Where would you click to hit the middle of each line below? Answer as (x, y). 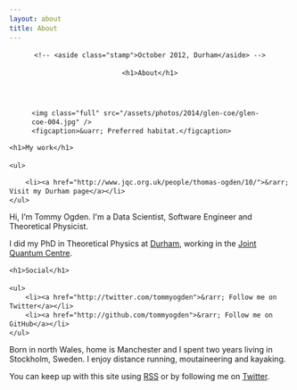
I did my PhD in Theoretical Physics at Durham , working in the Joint (133, 243)
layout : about (36, 19)
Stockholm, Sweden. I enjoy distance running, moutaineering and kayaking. (148, 359)
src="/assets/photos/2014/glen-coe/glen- (181, 113)
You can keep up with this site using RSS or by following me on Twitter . (140, 376)
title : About (33, 28)
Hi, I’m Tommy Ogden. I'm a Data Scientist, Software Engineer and (131, 216)
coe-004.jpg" (56, 122)
